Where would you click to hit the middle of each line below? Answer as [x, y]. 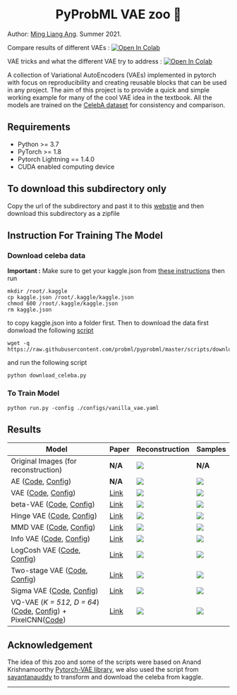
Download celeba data [47, 255]
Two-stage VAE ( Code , [49, 571]
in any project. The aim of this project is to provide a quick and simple [109, 90]
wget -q [19, 344]
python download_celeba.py [47, 376]
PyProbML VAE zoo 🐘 [119, 14]
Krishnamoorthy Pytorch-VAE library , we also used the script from [103, 670]
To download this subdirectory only [87, 189]
